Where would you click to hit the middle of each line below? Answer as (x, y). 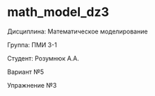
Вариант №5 (26, 72)
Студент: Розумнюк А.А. (43, 58)
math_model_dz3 (58, 12)
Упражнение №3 (32, 85)
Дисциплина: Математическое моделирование (77, 31)
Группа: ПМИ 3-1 (32, 45)
